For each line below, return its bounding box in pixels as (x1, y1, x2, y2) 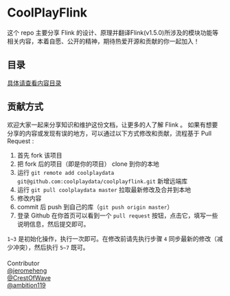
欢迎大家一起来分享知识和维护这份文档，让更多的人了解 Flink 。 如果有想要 (7, 120, 218, 129)
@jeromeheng (7, 266, 47, 275)
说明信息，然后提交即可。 (16, 220, 90, 228)
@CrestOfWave (7, 274, 51, 282)
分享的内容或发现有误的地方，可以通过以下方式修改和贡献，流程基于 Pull (7, 129, 211, 137)
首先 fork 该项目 (16, 151, 63, 159)
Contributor (7, 260, 40, 268)
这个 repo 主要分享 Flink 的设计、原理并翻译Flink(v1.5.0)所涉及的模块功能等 (7, 28, 218, 36)
